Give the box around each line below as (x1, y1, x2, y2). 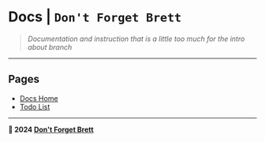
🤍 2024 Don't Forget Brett (8, 125, 94, 134)
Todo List (19, 102, 50, 111)
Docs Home (19, 93, 58, 103)
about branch (27, 42, 73, 51)
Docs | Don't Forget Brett (8, 8, 182, 26)
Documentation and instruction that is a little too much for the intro (27, 34, 245, 43)
